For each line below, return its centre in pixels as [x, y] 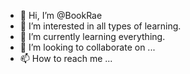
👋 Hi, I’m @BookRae [61, 15]
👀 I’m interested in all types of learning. [100, 26]
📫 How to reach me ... [66, 58]
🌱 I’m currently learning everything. [92, 36]
